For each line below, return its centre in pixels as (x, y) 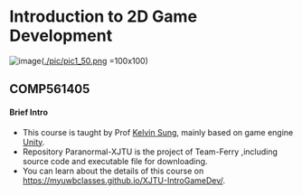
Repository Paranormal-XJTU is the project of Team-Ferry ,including (150, 152)
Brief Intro (28, 112)
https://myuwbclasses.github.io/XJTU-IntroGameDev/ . (124, 180)
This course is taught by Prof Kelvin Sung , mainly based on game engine (158, 132)
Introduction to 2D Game (103, 17)
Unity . (33, 142)
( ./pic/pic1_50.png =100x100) (95, 60)
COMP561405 (50, 89)
